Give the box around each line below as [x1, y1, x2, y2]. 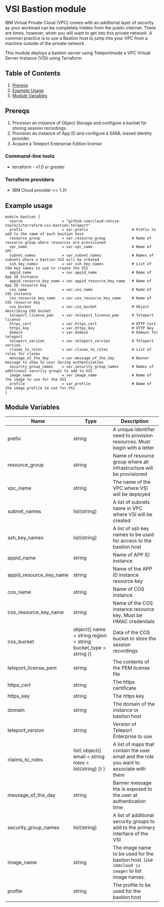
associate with [113, 765, 146, 772]
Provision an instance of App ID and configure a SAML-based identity [12, 130, 152, 136]
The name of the [113, 478, 151, 485]
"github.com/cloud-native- [66, 219, 121, 224]
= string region [73, 632, 107, 639]
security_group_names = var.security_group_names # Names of [9, 364, 154, 369]
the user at [113, 792, 138, 798]
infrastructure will [113, 464, 153, 471]
